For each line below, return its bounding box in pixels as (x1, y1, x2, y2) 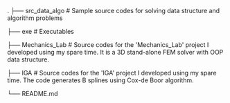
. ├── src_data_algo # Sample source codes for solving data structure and (7, 7, 220, 15)
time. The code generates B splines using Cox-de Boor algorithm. (7, 76, 194, 84)
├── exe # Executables (7, 28, 74, 35)
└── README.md (7, 90, 58, 97)
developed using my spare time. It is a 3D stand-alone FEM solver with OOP (7, 48, 224, 56)
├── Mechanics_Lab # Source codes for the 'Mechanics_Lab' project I (7, 41, 209, 48)
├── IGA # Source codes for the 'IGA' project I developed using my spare (7, 69, 217, 77)
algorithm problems (7, 14, 63, 22)
